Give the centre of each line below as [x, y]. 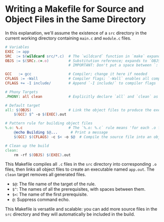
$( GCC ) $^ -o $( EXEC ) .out [40, 114]
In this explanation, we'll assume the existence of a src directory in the [76, 33]
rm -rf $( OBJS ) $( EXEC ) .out [42, 155]
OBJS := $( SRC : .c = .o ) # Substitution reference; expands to [76, 61]
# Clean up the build [27, 146]
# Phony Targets [21, 92]
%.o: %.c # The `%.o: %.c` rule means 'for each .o [81, 128]
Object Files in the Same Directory [76, 19]
